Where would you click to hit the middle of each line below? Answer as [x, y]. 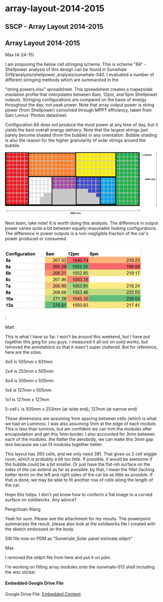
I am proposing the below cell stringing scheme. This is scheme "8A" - [76, 64]
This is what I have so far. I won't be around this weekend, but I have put [77, 336]
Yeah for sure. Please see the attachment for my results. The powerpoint [78, 518]
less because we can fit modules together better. [54, 444]
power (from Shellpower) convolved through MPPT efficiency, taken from [79, 110]
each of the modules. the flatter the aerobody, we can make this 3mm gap [79, 439]
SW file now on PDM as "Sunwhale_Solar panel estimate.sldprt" [69, 538]
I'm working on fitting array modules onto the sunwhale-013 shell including [80, 567]
